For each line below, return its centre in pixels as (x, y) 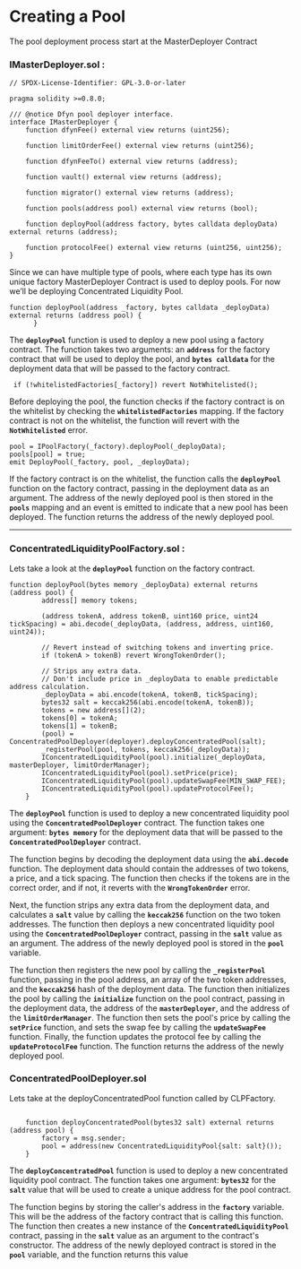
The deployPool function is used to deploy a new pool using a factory (137, 340)
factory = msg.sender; (84, 1138)
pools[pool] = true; (48, 454)
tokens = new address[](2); (94, 710)
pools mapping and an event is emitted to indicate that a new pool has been (149, 507)
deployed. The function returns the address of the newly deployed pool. (142, 517)
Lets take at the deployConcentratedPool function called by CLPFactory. (142, 1098)
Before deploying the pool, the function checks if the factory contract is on (147, 401)
